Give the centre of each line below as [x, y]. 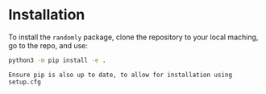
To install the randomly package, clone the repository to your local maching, [133, 37]
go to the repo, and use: [48, 45]
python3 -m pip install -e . [57, 60]
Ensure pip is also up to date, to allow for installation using [120, 75]
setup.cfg [25, 82]
